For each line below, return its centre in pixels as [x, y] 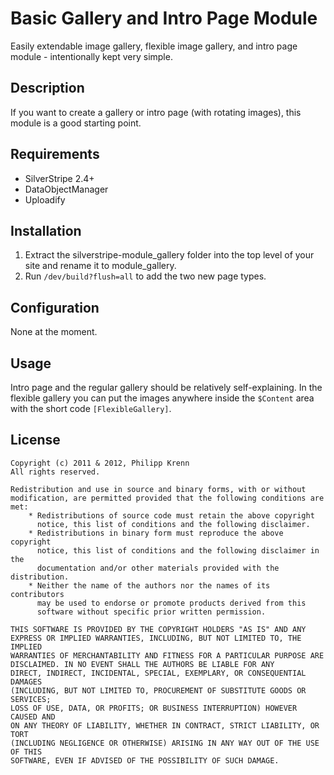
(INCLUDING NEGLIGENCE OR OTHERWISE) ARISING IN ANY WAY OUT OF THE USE [165, 743]
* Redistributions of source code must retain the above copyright [171, 515]
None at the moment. [54, 332]
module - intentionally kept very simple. [91, 56]
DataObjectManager [66, 189]
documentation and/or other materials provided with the [158, 568]
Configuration [55, 307]
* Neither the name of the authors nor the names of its [149, 585]
